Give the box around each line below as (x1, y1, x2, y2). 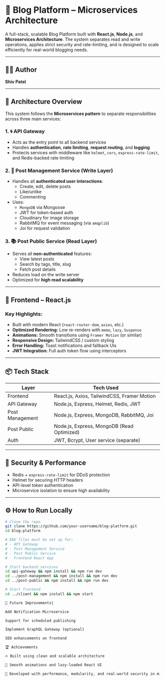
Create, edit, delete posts (19, 184, 71, 190)
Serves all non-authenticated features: (12, 251, 92, 257)
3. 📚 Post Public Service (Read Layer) (5, 238, 97, 245)
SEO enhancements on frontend (5, 636, 67, 641)
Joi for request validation (19, 226, 70, 231)
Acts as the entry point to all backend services (12, 139, 107, 145)
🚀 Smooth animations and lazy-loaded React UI (5, 662, 102, 667)
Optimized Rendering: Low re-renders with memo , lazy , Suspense (12, 327, 142, 333)
